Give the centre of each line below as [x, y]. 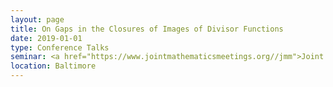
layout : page [37, 19]
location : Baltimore [53, 66]
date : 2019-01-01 [46, 38]
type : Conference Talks [60, 47]
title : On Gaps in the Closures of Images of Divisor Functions [147, 29]
